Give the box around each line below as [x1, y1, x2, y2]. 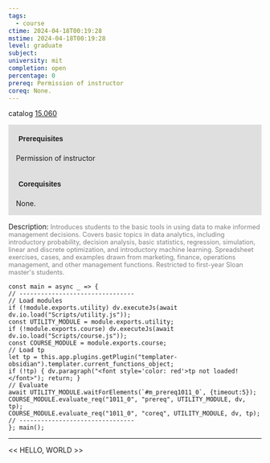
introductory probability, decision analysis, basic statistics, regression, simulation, [8, 238, 256, 246]
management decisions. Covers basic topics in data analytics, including [8, 230, 225, 239]
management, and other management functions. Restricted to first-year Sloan [8, 261, 243, 270]
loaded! [213, 367, 239, 375]
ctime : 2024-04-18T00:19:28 [8, 27, 103, 35]
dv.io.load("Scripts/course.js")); [8, 332, 128, 341]
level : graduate [8, 42, 63, 50]
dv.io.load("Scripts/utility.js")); [8, 311, 131, 319]
